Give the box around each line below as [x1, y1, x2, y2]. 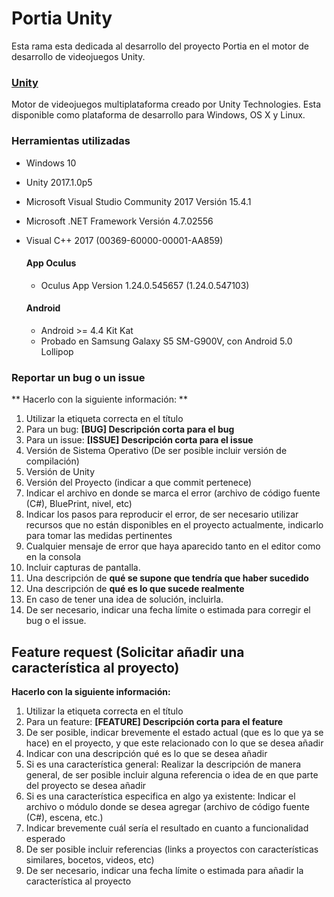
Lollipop [40, 345, 74, 357]
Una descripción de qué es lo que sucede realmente [25, 583, 245, 595]
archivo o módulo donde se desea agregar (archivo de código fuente [25, 801, 310, 813]
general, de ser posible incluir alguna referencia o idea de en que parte [25, 769, 319, 781]
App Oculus [25, 257, 77, 269]
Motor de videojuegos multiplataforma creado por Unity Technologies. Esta [11, 98, 322, 111]
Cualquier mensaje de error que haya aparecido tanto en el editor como [25, 540, 321, 552]
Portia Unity [11, 7, 113, 30]
